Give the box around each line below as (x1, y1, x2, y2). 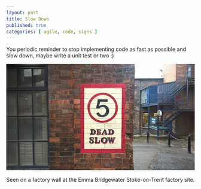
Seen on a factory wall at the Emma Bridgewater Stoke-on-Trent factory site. (6, 176, 195, 184)
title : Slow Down (6, 16, 50, 22)
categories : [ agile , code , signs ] (6, 29, 98, 35)
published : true (6, 22, 47, 28)
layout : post (6, 10, 39, 16)
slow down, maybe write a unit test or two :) (6, 52, 114, 59)
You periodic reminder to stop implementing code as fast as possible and (6, 45, 187, 53)
